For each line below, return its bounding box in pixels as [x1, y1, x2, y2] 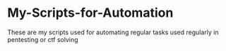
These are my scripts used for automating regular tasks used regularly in [7, 28, 219, 36]
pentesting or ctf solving [7, 35, 79, 43]
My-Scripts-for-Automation [7, 5, 174, 21]
